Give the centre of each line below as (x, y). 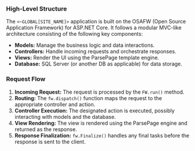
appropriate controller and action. (55, 104)
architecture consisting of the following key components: (74, 34)
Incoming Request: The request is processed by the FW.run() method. (99, 92)
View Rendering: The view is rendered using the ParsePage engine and (101, 123)
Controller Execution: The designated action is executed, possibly (95, 111)
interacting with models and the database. (65, 116)
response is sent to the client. (50, 142)
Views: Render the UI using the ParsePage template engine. (87, 58)
